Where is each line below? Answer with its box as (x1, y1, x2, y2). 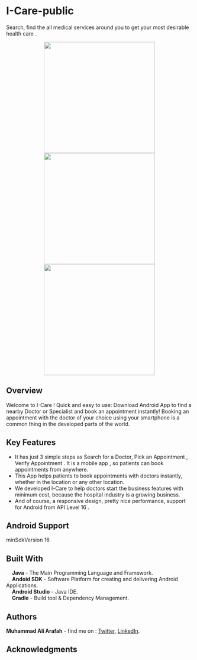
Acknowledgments (6, 645, 78, 655)
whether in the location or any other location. (14, 478, 125, 485)
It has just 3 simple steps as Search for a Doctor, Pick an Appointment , (14, 453, 188, 460)
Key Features (6, 437, 56, 448)
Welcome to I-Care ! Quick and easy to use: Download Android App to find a (6, 401, 192, 408)
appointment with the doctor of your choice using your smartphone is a (6, 414, 180, 421)
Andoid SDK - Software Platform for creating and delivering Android (11, 576, 179, 583)
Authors (6, 611, 37, 621)
